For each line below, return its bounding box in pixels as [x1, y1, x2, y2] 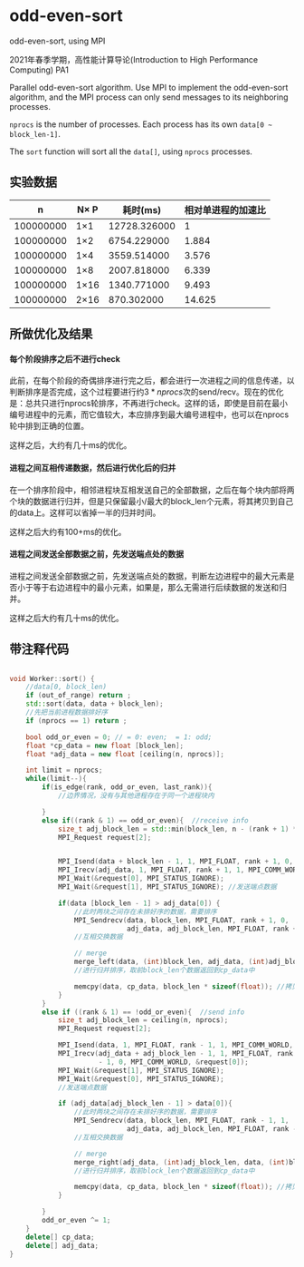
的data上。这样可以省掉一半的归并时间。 [9, 507, 161, 518]
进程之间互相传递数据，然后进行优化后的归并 [9, 462, 176, 473]
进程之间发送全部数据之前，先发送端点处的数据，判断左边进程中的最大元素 [9, 570, 287, 581]
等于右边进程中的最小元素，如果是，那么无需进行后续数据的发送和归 [33, 581, 287, 592]
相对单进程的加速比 [184, 203, 267, 216]
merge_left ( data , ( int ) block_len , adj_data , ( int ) [73, 958, 270, 967]
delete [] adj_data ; [25, 1241, 100, 1250]
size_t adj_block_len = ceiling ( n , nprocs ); [57, 1016, 229, 1025]
